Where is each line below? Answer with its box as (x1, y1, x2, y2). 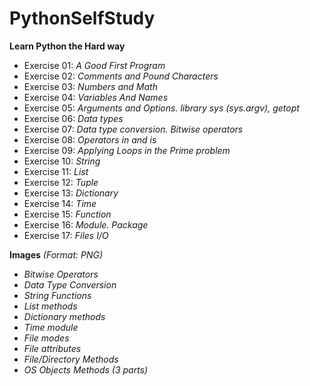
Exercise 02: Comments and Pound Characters (23, 70, 219, 82)
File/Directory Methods (23, 353, 119, 365)
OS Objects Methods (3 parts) (23, 363, 149, 376)
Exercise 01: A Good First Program (23, 59, 166, 71)
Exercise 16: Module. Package (23, 218, 149, 231)
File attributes (23, 342, 82, 354)
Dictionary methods (23, 310, 106, 322)
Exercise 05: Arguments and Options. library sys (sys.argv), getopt (23, 102, 300, 114)
